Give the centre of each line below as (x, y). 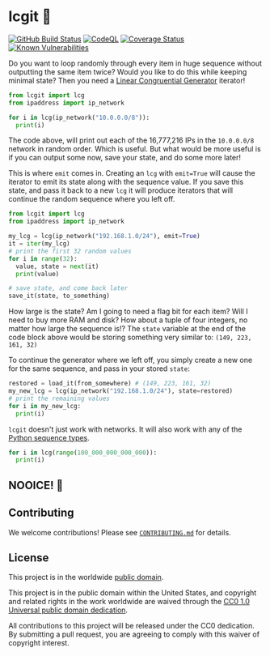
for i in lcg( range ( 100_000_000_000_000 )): (83, 453)
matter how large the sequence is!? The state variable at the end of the (127, 329)
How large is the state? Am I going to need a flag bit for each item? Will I (128, 312)
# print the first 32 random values (70, 251)
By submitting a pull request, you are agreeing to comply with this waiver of (134, 634)
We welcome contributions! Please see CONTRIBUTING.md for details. (120, 532)
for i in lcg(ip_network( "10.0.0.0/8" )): (79, 117)
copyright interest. (39, 643)
